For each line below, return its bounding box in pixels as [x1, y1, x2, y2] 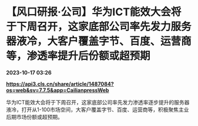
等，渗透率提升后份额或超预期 [6, 49, 151, 63]
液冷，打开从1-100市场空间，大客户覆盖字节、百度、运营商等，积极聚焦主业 [6, 106, 189, 113]
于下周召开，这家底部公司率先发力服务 [6, 20, 192, 33]
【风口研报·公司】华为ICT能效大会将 [6, 5, 182, 19]
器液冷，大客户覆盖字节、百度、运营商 [6, 35, 192, 48]
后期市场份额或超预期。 [6, 113, 63, 120]
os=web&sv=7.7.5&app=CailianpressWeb [6, 86, 109, 94]
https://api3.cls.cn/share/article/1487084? [6, 80, 115, 87]
